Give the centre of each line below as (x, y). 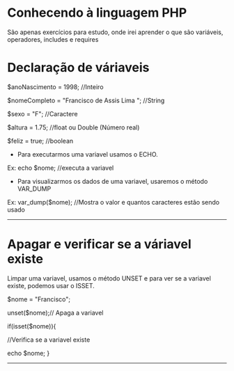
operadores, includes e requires (53, 39)
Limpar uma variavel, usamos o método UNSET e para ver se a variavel (109, 278)
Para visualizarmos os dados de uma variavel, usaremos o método (112, 181)
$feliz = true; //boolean (40, 141)
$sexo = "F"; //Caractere (42, 113)
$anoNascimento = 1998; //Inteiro (55, 87)
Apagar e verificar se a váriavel (99, 244)
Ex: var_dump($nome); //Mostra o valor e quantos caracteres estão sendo (114, 202)
